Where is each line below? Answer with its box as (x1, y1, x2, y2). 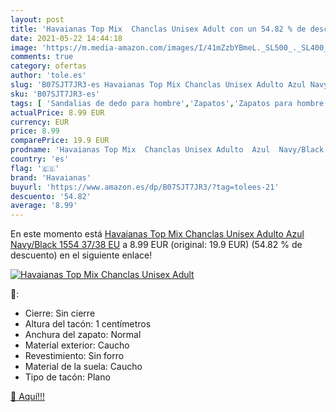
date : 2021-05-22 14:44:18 (10, 33, 123, 43)
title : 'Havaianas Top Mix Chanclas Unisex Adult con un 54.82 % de (10, 24, 307, 34)
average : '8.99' (10, 201, 78, 211)
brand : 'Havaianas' (10, 172, 92, 183)
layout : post (10, 14, 65, 25)
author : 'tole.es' (10, 71, 87, 81)
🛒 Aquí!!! (10, 391, 46, 403)
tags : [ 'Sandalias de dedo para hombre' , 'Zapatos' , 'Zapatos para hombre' (10, 98, 329, 108)
